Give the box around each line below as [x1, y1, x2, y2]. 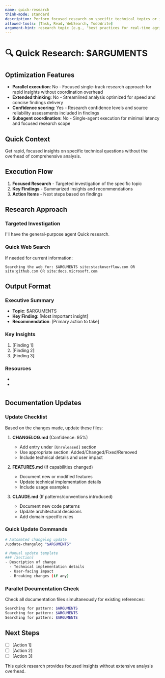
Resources [5, 365, 31, 372]
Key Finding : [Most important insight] [12, 313, 88, 319]
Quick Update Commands [5, 526, 68, 533]
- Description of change [5, 560, 56, 565]
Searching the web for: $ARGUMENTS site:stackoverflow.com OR [5, 264, 135, 269]
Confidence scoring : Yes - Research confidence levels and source [12, 105, 148, 111]
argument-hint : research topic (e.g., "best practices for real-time [5, 26, 151, 31]
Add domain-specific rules [19, 514, 74, 520]
